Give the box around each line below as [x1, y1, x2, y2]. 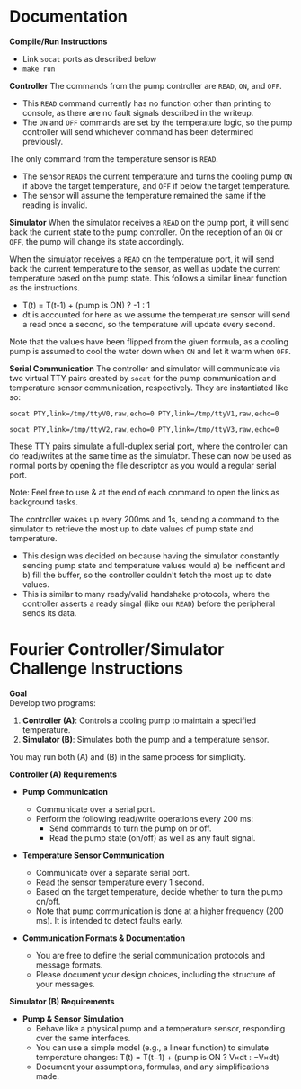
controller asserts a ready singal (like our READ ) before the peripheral [22, 598, 276, 609]
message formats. [35, 960, 103, 970]
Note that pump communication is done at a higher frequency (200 [35, 906, 285, 916]
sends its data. [22, 607, 77, 618]
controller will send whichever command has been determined [22, 126, 254, 137]
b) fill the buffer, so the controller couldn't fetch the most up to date [22, 569, 272, 580]
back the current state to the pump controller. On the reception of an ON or [9, 227, 283, 237]
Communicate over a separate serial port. [35, 867, 190, 878]
